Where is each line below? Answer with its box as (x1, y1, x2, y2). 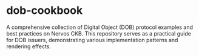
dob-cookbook (6, 4, 83, 17)
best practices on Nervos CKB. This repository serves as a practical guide (6, 30, 191, 37)
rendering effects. (6, 43, 52, 50)
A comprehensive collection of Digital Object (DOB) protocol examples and (6, 23, 193, 31)
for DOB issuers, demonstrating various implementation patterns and (6, 36, 178, 43)
